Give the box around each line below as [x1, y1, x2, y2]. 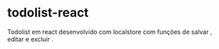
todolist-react [7, 5, 89, 21]
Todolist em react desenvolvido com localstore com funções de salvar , [7, 28, 213, 36]
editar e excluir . [7, 35, 54, 43]
